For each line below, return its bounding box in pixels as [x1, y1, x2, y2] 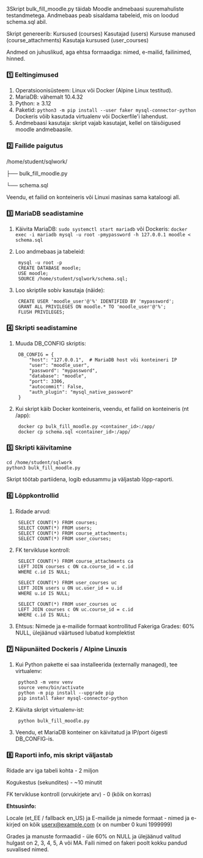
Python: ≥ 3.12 [15, 100, 51, 107]
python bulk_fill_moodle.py [18, 718, 90, 724]
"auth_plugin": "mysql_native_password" [29, 389, 133, 396]
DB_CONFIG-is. [15, 735, 54, 743]
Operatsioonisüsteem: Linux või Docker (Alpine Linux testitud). [15, 87, 173, 94]
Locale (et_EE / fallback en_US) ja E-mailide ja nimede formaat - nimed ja [6, 815, 190, 822]
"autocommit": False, [29, 384, 84, 390]
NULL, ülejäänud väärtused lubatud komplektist [15, 629, 135, 636]
